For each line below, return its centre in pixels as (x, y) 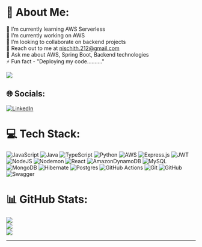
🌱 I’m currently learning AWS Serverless (56, 29)
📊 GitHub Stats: (47, 199)
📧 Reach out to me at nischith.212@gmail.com (63, 48)
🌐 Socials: (26, 94)
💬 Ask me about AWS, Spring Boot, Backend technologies (78, 54)
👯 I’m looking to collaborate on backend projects (66, 42)
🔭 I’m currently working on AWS (46, 35)
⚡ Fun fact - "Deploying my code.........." (55, 61)
